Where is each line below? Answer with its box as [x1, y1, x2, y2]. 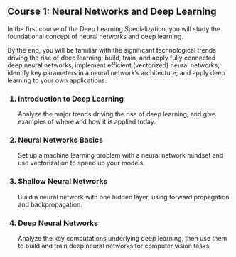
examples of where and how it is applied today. [17, 117, 156, 126]
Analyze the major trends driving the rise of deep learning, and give [17, 110, 216, 119]
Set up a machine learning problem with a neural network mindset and [17, 151, 224, 160]
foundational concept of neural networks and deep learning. [7, 32, 183, 40]
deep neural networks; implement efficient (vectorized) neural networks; [7, 60, 220, 70]
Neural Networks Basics [17, 135, 103, 145]
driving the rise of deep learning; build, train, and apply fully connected [7, 53, 216, 62]
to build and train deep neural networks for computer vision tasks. [17, 241, 211, 250]
